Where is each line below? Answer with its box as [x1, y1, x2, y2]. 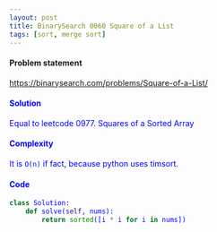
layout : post [9, 13, 58, 22]
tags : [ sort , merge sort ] [9, 30, 106, 39]
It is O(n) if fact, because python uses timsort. [9, 158, 179, 168]
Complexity [9, 138, 54, 149]
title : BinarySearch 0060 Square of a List [9, 21, 175, 30]
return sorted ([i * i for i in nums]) [41, 215, 187, 224]
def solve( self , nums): [25, 207, 115, 216]
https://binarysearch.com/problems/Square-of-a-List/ [9, 77, 208, 88]
